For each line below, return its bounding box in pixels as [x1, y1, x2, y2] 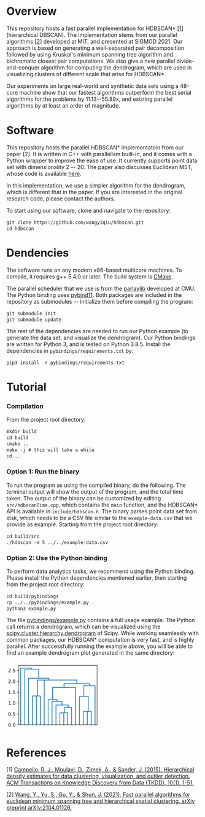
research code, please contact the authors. [6, 195, 115, 202]
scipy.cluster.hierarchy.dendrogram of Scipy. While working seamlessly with [6, 629, 199, 637]
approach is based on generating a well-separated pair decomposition [6, 44, 185, 52]
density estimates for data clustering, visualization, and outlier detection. [6, 773, 190, 780]
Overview [6, 4, 57, 18]
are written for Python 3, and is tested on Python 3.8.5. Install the [6, 340, 171, 348]
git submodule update [6, 317, 62, 323]
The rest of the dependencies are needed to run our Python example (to [6, 327, 188, 334]
